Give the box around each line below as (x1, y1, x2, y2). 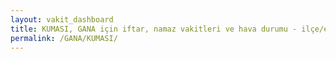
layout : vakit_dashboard (10, 14, 114, 25)
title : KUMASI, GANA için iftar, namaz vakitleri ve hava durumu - (10, 24, 298, 34)
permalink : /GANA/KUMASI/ (10, 33, 118, 43)
